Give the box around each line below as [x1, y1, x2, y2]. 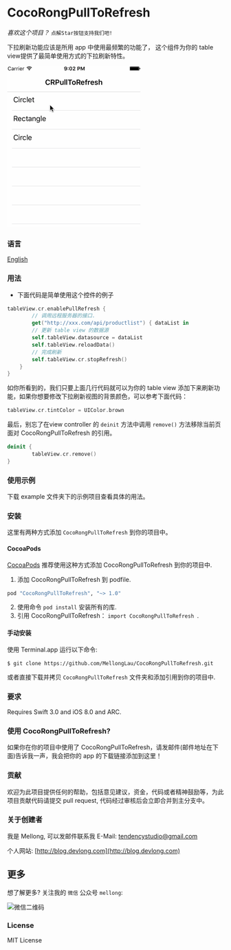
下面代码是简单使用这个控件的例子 [16, 290, 114, 299]
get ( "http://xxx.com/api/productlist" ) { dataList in [32, 320, 189, 327]
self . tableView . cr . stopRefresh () [32, 356, 128, 363]
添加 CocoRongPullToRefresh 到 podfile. [16, 575, 131, 583]
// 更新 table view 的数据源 [32, 327, 109, 334]
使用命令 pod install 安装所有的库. [16, 603, 117, 612]
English [7, 255, 28, 263]
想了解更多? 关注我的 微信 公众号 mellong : [7, 888, 123, 896]
